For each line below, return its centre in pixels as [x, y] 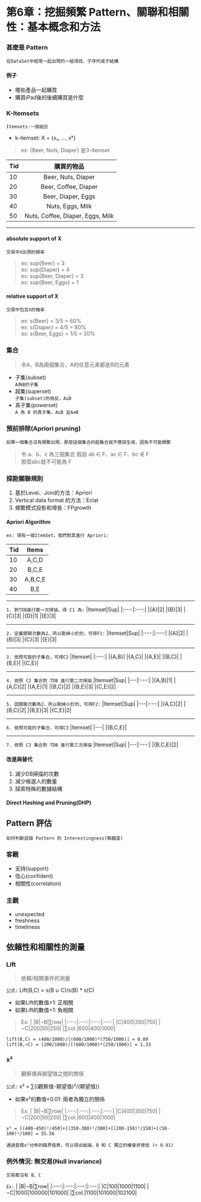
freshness [27, 921]
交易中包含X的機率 [25, 310]
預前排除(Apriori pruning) [43, 428]
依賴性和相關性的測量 [45, 947]
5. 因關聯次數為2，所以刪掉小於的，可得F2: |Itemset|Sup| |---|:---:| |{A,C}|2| [95, 704]
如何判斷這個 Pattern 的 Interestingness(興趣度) [65, 838]
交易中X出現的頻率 [25, 252]
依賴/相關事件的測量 [45, 978]
